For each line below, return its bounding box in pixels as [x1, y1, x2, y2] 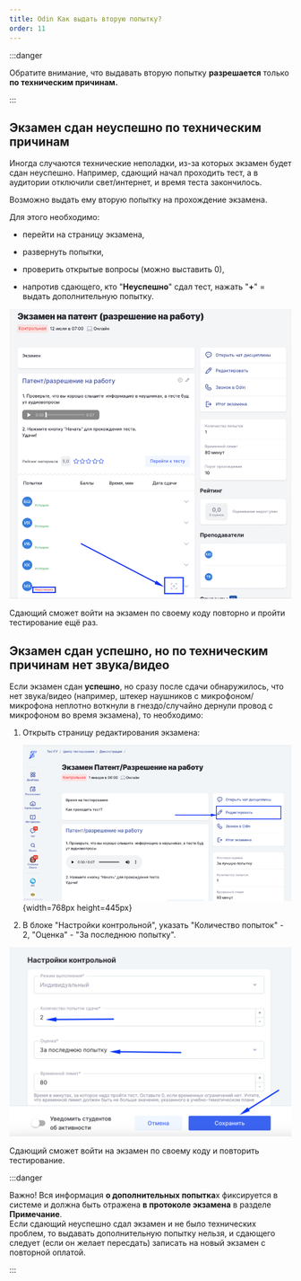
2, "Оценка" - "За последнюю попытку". [21, 930, 176, 941]
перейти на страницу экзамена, [21, 229, 145, 240]
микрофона [9, 701, 54, 711]
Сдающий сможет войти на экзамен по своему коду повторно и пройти [9, 607, 286, 619]
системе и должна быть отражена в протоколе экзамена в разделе [9, 1199, 271, 1210]
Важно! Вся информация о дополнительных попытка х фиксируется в [9, 1190, 279, 1201]
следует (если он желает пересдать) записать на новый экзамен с [9, 1238, 266, 1249]
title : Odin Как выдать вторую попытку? [9, 14, 163, 23]
